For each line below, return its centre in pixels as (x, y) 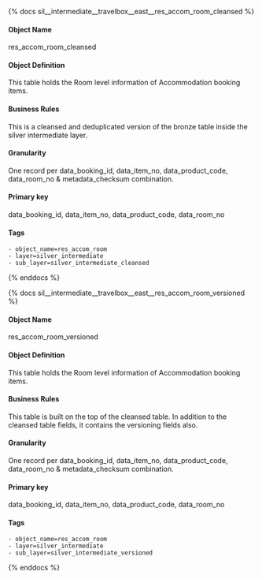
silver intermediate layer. (48, 135)
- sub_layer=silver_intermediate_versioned (81, 553)
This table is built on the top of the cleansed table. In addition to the (118, 417)
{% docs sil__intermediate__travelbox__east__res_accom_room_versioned (127, 293)
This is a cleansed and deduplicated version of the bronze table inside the (128, 126)
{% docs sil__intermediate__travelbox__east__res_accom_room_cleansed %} (131, 11)
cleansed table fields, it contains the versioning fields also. (103, 424)
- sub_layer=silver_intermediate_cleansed (79, 263)
